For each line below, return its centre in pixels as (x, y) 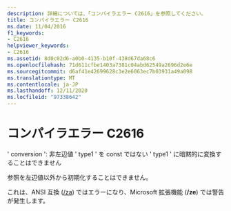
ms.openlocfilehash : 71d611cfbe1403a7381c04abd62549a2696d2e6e (100, 65)
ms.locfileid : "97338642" (44, 98)
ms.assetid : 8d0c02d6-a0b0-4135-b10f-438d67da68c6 (81, 59)
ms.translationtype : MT (41, 78)
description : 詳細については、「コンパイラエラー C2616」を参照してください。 (107, 13)
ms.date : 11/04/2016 (37, 26)
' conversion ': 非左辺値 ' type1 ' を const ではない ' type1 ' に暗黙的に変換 (111, 154)
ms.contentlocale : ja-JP (43, 84)
